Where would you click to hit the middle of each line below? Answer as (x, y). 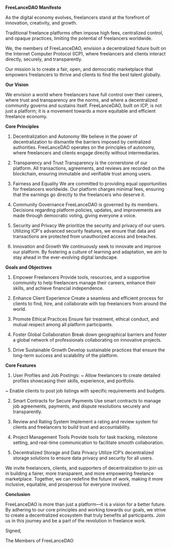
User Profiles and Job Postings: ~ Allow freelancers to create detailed (87, 375)
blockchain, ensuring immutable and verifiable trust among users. (82, 174)
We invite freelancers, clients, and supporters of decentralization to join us (84, 468)
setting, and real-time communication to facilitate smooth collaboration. (88, 443)
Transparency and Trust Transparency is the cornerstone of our (80, 163)
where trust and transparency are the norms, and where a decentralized (81, 100)
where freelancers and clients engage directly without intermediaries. (86, 153)
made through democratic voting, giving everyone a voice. (75, 215)
